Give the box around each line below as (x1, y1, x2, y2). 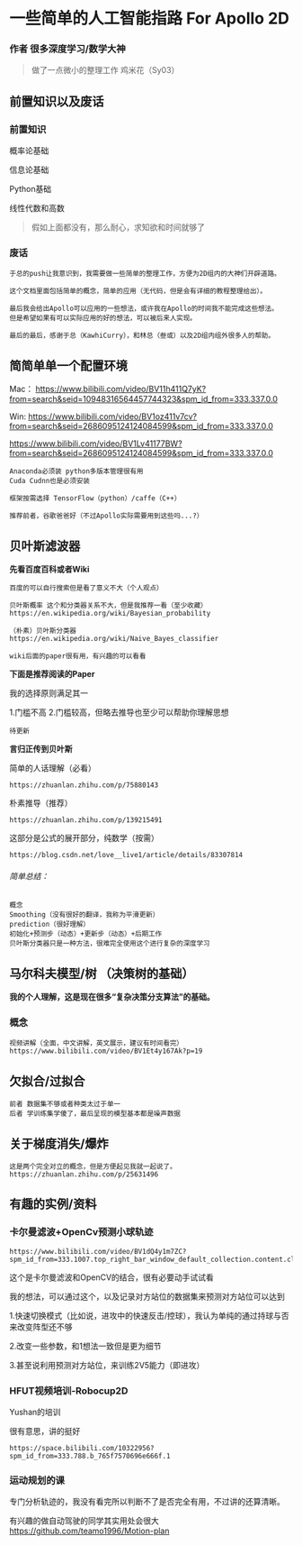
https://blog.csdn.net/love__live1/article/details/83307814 (9, 851, 244, 860)
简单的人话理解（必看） (9, 763, 96, 773)
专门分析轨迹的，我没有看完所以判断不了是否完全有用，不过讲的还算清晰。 (9, 1496, 285, 1507)
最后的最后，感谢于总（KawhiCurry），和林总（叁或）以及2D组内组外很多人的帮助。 (9, 331, 276, 341)
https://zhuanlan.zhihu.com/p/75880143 (9, 781, 159, 790)
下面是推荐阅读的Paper (9, 669, 95, 680)
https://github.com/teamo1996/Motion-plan (9, 1525, 170, 1537)
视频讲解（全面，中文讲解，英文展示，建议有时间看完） (9, 1038, 184, 1048)
